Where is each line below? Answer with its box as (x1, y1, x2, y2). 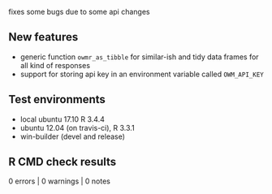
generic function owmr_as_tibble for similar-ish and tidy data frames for (19, 52, 259, 62)
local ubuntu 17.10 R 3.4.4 (19, 114, 106, 124)
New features (8, 30, 79, 44)
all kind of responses (19, 60, 91, 70)
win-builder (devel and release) (19, 131, 126, 141)
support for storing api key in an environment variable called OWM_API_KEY (19, 69, 264, 79)
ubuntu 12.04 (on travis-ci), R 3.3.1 (19, 123, 136, 132)
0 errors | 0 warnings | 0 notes (8, 176, 111, 186)
